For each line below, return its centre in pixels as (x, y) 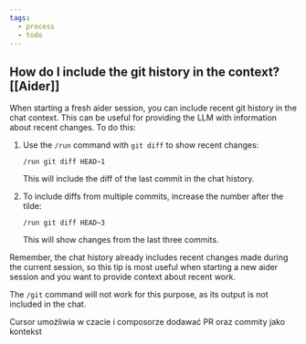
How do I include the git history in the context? (145, 72)
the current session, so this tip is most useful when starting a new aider (144, 267)
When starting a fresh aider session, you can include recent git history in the (153, 108)
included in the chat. (48, 304)
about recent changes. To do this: (73, 128)
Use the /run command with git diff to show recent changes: (141, 145)
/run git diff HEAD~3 (63, 223)
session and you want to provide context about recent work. (122, 277)
